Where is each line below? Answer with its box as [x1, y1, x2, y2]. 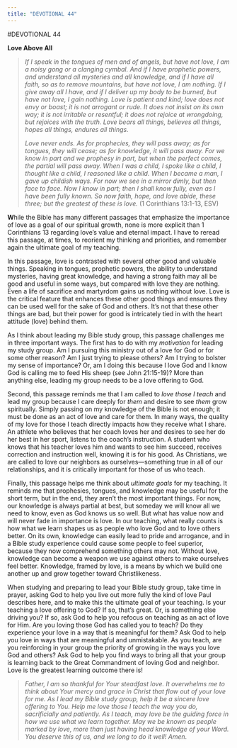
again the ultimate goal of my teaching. [7, 242, 122, 252]
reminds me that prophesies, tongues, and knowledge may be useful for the [7, 486, 229, 495]
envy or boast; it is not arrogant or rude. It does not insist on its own [24, 102, 224, 111]
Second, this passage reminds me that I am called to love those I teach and [7, 389, 226, 398]
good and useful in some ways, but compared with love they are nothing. [7, 279, 220, 288]
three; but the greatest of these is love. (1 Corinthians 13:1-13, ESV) [24, 199, 219, 208]
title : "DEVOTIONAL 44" [7, 10, 78, 18]
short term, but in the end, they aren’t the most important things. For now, [7, 493, 221, 502]
